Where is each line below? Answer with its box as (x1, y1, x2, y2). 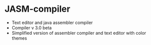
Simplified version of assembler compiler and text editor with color (11, 30, 147, 36)
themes (11, 35, 27, 41)
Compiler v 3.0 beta (11, 24, 52, 30)
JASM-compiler (4, 3, 71, 15)
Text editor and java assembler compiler (11, 20, 93, 25)
